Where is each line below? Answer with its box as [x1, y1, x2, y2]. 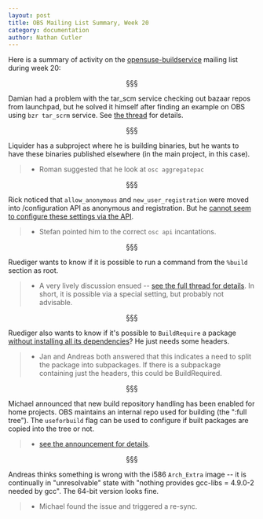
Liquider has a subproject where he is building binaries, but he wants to [8, 141, 239, 150]
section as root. [8, 266, 59, 275]
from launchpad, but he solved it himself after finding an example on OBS [8, 102, 246, 112]
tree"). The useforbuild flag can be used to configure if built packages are [8, 416, 249, 425]
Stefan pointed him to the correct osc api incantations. [38, 227, 217, 237]
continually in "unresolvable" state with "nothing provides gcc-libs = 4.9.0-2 [8, 478, 254, 488]
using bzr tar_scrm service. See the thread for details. [8, 111, 184, 120]
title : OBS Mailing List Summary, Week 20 [8, 19, 149, 27]
